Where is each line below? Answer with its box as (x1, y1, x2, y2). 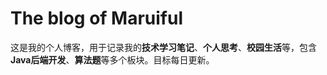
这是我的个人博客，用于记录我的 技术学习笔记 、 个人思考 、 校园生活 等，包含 (10, 41, 317, 53)
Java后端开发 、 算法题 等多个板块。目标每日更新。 (10, 53, 215, 66)
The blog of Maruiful (10, 7, 184, 30)
